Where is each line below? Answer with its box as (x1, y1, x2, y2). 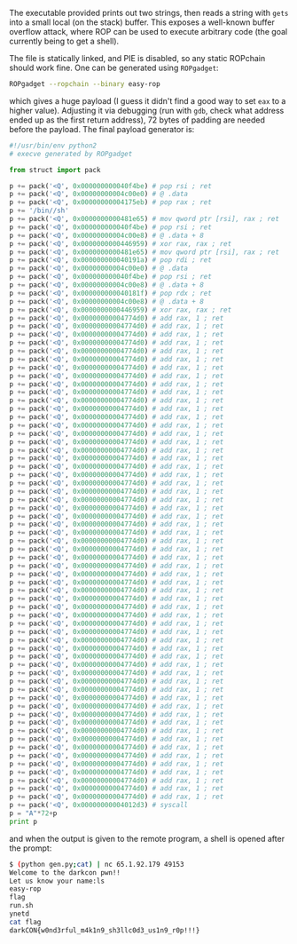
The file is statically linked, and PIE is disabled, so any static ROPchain (9, 53, 266, 63)
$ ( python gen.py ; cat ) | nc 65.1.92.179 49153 (9, 860, 184, 869)
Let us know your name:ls (9, 877, 105, 885)
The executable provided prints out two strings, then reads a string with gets (9, 8, 289, 18)
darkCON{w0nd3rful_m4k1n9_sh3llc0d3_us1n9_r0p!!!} (9, 925, 200, 935)
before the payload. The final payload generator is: (9, 123, 195, 134)
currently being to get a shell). (9, 36, 120, 46)
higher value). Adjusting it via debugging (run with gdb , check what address (9, 105, 285, 115)
